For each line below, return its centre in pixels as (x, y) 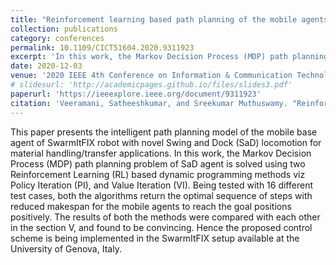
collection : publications (64, 29)
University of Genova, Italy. (66, 248)
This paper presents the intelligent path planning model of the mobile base (164, 132)
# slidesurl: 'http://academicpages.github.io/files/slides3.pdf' (151, 85)
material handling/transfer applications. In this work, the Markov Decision (161, 153)
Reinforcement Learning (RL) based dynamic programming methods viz (158, 174)
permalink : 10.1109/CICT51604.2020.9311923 (102, 47)
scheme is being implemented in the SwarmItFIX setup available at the (155, 238)
